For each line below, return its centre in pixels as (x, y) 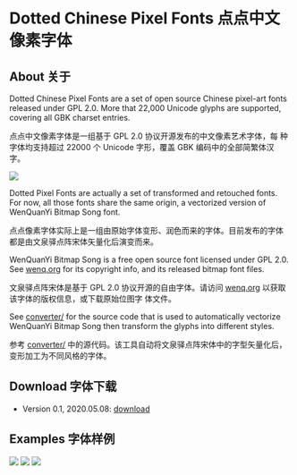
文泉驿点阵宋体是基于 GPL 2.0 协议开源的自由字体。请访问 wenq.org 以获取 (148, 288)
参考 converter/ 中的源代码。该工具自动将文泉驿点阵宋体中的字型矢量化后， (148, 344)
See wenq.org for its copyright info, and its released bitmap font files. (137, 269)
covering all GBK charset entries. (70, 118)
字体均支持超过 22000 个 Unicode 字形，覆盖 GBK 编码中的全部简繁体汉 (142, 147)
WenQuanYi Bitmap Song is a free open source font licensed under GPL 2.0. (149, 259)
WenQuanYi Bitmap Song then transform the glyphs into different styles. (142, 326)
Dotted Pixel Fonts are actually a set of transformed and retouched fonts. (144, 193)
